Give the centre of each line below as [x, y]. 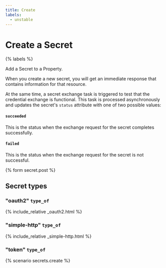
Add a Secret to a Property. [34, 69]
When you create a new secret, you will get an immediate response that [81, 79]
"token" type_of [26, 250]
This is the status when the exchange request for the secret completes [80, 127]
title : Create [20, 10]
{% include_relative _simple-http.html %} [48, 236]
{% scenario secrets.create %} [38, 261]
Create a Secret [39, 45]
